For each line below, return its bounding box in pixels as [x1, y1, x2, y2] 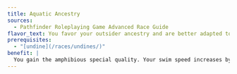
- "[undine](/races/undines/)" [13, 43, 106, 50]
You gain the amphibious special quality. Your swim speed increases [13, 56, 222, 63]
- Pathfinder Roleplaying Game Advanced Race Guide [13, 23, 169, 30]
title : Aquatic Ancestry [7, 10, 80, 18]
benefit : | [7, 50, 39, 57]
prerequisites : [7, 37, 52, 44]
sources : [7, 17, 33, 24]
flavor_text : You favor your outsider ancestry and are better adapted [7, 30, 222, 37]
